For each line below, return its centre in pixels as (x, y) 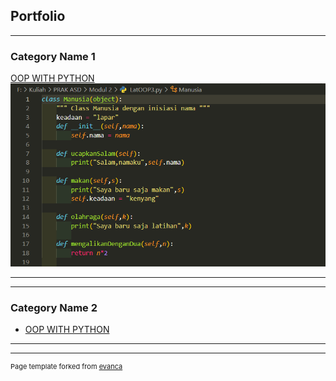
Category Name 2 (54, 307)
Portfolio (38, 16)
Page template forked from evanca (66, 367)
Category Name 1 (53, 56)
